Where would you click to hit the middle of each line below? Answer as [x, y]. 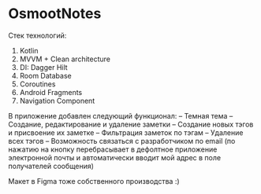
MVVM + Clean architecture [65, 59]
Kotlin [29, 50]
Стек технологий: [37, 35]
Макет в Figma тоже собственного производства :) [94, 181]
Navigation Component [57, 101]
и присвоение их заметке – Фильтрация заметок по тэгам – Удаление [126, 132]
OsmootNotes [55, 14]
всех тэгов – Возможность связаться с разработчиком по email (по [122, 141]
